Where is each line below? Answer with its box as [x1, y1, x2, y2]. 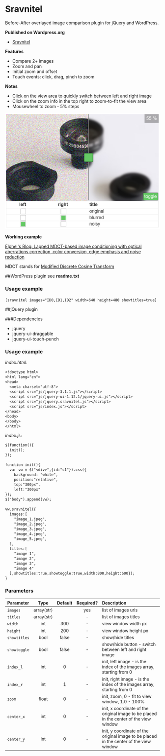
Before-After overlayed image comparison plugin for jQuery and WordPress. [5, 20, 159, 26]
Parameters [5, 587, 33, 594]
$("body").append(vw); [5, 497, 52, 502]
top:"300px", [14, 482, 41, 487]
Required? [76, 600, 98, 605]
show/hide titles [102, 634, 134, 640]
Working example [5, 234, 42, 240]
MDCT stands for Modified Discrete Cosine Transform [5, 264, 114, 269]
